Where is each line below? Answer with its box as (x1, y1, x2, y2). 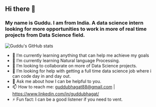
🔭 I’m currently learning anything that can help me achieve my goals (12, 52, 149, 58)
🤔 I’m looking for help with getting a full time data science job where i (12, 68, 152, 74)
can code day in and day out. (12, 73, 71, 79)
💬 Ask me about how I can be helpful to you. (12, 78, 102, 84)
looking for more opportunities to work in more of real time (5, 25, 147, 32)
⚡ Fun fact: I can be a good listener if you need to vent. (12, 96, 123, 102)
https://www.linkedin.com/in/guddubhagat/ (12, 91, 99, 97)
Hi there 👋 (5, 5, 36, 13)
